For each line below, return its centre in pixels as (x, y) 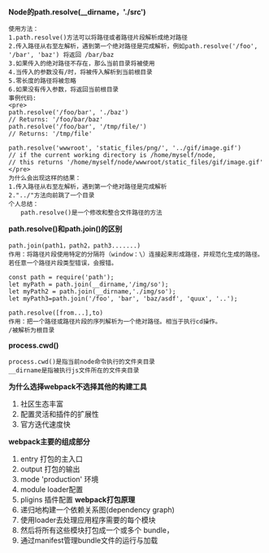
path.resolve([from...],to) (56, 313)
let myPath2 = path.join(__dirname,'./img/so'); (92, 292)
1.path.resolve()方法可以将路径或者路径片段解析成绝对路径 (98, 37)
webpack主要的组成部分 (50, 441)
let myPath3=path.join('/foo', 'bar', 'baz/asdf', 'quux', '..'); (123, 299)
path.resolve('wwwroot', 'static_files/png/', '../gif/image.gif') (125, 148)
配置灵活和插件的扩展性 (59, 414)
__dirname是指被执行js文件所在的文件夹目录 (74, 371)
